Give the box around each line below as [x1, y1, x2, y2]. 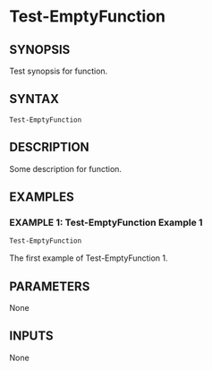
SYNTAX [9, 91, 60, 107]
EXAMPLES [9, 190, 74, 205]
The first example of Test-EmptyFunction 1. [9, 253, 168, 263]
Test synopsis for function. [9, 65, 108, 76]
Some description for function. [9, 163, 123, 174]
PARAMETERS [9, 279, 90, 294]
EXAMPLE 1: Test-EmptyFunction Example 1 [9, 216, 203, 228]
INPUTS [9, 329, 54, 344]
